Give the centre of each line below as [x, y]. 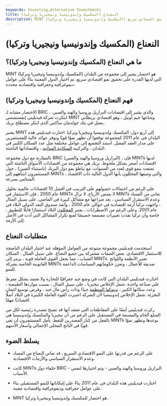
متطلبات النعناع [27, 236]
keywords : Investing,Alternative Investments [53, 10]
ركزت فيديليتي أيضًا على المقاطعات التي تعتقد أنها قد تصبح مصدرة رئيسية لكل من [80, 309]
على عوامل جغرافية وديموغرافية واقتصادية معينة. [57, 388]
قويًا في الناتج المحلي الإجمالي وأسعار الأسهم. [47, 325]
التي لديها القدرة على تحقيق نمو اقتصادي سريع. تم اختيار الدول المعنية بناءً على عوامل [83, 79]
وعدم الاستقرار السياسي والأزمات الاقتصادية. [54, 358]
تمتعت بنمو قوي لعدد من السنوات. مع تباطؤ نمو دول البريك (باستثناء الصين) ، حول [80, 168]
